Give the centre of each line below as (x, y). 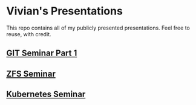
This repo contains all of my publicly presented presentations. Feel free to (98, 28)
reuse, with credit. (29, 34)
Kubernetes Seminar (46, 94)
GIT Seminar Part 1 (42, 53)
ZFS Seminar (31, 74)
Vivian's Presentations (64, 11)
